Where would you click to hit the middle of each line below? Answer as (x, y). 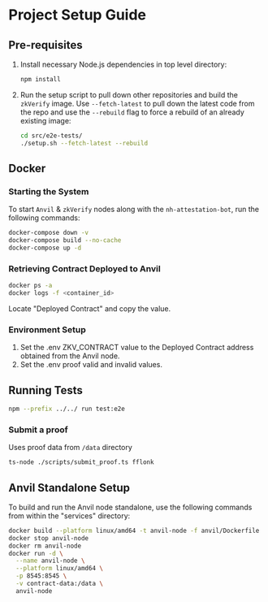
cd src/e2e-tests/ (51, 136)
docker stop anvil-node (49, 538)
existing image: (45, 120)
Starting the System (49, 191)
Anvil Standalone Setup (69, 488)
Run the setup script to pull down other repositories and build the (129, 94)
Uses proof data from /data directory (70, 448)
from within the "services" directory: (69, 515)
